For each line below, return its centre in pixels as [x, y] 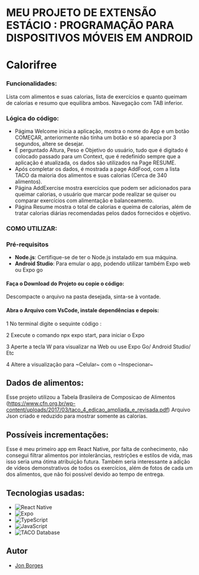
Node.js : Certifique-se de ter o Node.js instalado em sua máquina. [96, 258]
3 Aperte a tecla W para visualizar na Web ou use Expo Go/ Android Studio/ [99, 347]
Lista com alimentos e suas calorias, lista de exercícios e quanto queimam [97, 96]
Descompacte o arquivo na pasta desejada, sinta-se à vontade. [84, 297]
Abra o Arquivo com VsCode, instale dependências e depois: [83, 310]
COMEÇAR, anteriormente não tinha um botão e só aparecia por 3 [95, 137]
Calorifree [32, 65]
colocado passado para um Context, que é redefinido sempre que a [98, 156]
